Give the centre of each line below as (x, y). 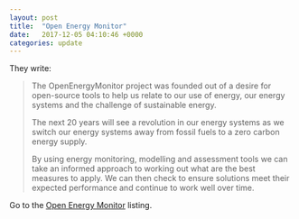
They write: (30, 68)
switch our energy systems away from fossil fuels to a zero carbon (155, 132)
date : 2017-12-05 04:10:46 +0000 (76, 34)
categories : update (46, 43)
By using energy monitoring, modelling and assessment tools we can (159, 160)
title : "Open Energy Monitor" (68, 26)
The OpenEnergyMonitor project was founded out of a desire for (151, 86)
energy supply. (59, 141)
